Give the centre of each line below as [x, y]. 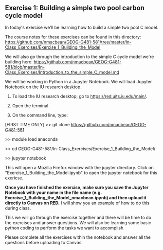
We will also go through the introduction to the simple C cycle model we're [80, 57]
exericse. [14, 178]
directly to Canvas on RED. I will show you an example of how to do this [77, 203]
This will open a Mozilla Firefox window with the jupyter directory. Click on [80, 167]
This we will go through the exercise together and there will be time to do [78, 217]
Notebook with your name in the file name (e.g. [54, 192]
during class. [18, 208]
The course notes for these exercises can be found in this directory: [73, 37]
